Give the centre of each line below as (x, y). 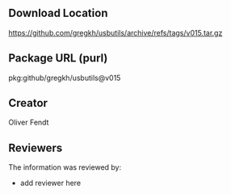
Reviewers (36, 148)
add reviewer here (50, 183)
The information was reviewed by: (65, 167)
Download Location (58, 13)
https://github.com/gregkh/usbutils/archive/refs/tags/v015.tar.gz (115, 32)
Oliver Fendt (29, 122)
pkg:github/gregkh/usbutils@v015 (65, 78)
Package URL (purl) (58, 59)
